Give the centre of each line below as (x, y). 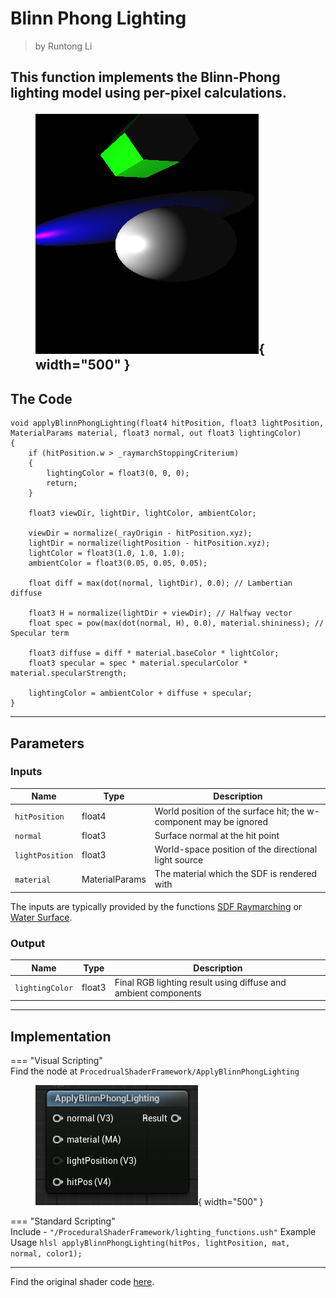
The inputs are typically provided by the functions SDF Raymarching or (156, 906)
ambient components (158, 993)
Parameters (47, 743)
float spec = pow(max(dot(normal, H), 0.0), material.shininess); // (176, 623)
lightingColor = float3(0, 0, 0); (118, 473)
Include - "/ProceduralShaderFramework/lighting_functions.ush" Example (163, 1232)
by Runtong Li (63, 46)
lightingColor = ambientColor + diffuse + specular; (140, 693)
